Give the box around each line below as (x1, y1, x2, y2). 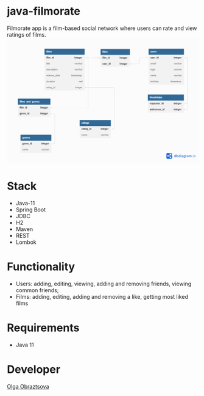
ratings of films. (7, 31, 46, 38)
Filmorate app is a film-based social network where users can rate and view (7, 24, 197, 32)
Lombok (15, 238, 37, 246)
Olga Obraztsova (7, 383, 49, 390)
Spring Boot (15, 206, 46, 213)
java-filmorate (7, 4, 81, 18)
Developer (7, 362, 60, 376)
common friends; (15, 287, 59, 294)
